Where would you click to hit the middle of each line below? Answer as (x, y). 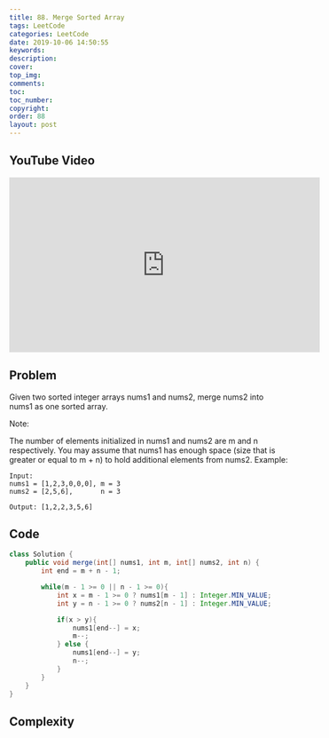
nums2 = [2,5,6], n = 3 (65, 491)
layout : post (33, 125)
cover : (21, 67)
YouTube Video (52, 161)
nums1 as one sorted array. (59, 406)
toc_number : (31, 100)
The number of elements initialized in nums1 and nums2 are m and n (134, 440)
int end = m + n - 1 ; (81, 571)
